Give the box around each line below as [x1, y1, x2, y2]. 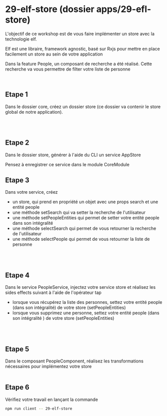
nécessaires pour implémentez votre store [5, 363, 92, 369]
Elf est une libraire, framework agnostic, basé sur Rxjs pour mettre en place [5, 46, 161, 52]
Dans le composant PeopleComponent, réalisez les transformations [5, 358, 144, 364]
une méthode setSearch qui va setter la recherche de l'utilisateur [12, 209, 146, 216]
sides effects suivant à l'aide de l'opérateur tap [5, 289, 102, 296]
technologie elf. [5, 36, 37, 42]
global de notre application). [5, 109, 63, 115]
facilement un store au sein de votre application [5, 51, 103, 57]
